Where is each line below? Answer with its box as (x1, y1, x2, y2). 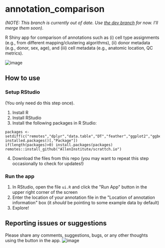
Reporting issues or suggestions (5, 219, 107, 227)
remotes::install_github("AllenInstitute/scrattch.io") (5, 147, 122, 152)
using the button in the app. (5, 237, 61, 243)
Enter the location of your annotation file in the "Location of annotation (12, 194, 155, 200)
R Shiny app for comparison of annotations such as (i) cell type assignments (5, 34, 160, 40)
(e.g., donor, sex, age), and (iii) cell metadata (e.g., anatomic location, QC (5, 45, 153, 51)
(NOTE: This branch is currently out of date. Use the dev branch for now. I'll (5, 20, 158, 26)
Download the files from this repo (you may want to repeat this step (12, 155, 149, 161)
